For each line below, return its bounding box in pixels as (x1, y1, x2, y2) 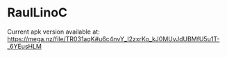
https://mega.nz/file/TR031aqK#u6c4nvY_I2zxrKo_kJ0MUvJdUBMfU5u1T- (7, 34, 220, 43)
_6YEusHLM (7, 42, 42, 50)
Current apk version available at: (7, 27, 100, 36)
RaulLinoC (7, 5, 68, 21)
